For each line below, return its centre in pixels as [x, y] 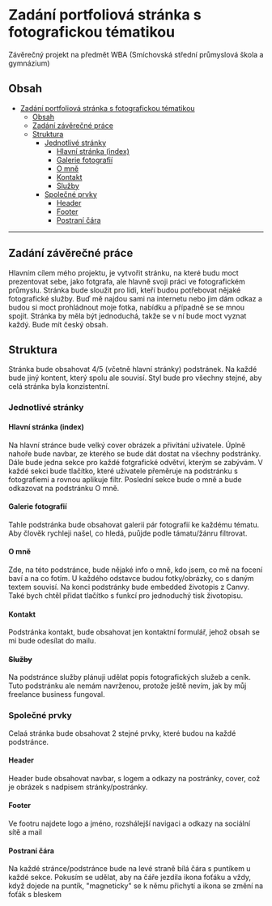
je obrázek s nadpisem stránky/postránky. [78, 787]
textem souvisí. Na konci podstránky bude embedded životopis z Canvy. [129, 587]
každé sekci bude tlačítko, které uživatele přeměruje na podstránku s [123, 471]
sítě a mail [25, 832]
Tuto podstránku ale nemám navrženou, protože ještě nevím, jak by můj [127, 686]
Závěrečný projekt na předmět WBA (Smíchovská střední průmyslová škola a [136, 54]
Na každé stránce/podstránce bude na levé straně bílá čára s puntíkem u [130, 869]
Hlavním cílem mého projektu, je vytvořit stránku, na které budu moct [123, 272]
